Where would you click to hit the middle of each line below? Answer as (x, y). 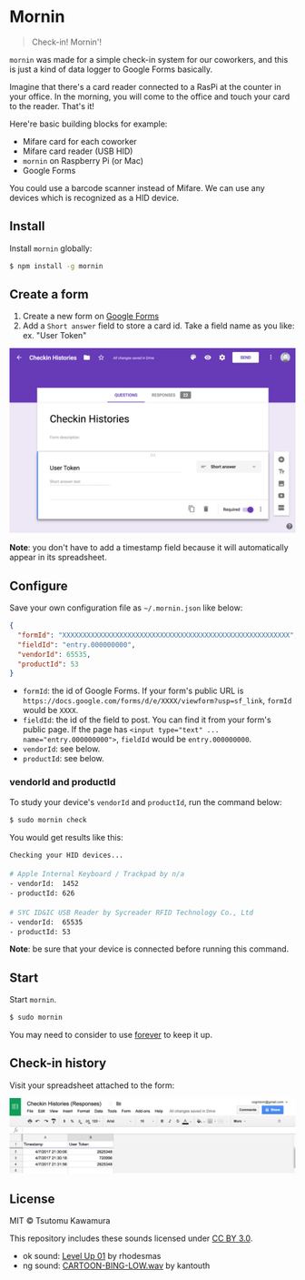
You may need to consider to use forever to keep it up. (111, 1035)
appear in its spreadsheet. (58, 558)
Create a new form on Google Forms (91, 317)
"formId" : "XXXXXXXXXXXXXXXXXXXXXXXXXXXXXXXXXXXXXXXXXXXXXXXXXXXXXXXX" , (158, 635)
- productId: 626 (42, 893)
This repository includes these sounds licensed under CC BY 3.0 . (131, 1238)
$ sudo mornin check (49, 820)
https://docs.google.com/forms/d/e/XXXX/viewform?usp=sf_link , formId (157, 700)
